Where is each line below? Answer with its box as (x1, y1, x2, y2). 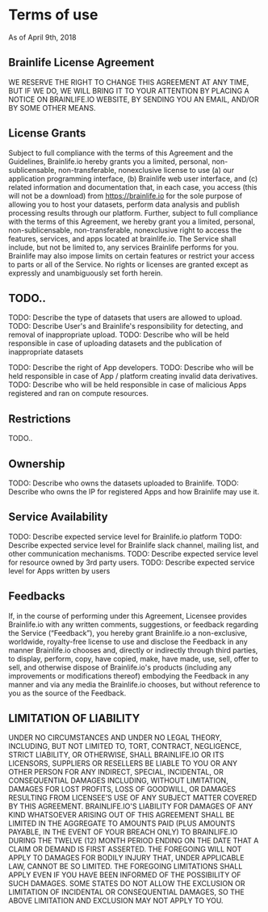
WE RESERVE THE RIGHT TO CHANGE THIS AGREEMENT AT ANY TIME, (8, 77, 249, 86)
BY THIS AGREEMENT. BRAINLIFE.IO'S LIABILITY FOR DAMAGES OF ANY (8, 801, 253, 811)
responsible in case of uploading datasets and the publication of (8, 338, 222, 348)
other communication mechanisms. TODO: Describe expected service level (8, 548, 258, 558)
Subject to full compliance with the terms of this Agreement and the (8, 148, 233, 158)
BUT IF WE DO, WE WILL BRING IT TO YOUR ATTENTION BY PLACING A (8, 86, 249, 95)
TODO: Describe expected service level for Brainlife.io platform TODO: (8, 532, 242, 541)
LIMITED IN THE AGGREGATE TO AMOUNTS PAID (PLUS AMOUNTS (8, 818, 236, 829)
